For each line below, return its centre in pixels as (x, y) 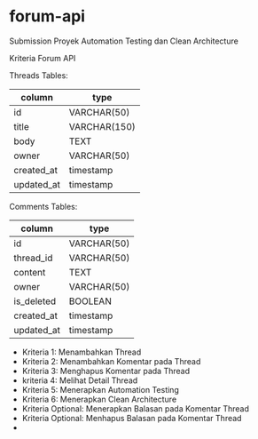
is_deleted (35, 301)
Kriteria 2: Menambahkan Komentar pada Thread (111, 361)
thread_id (33, 258)
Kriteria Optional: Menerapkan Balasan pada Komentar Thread (136, 408)
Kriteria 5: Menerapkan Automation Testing (100, 389)
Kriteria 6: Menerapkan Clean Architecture (99, 399)
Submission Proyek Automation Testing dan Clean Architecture (124, 41)
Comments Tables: (43, 206)
